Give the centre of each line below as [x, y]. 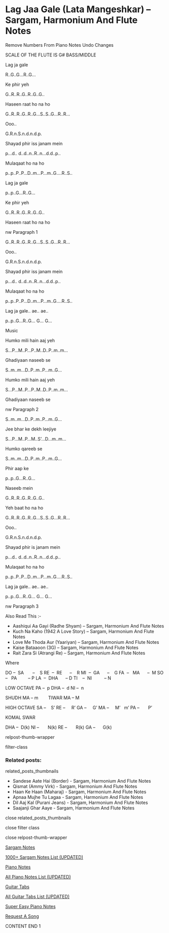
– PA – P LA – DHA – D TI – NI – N [58, 678]
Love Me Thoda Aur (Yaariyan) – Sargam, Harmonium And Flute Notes [86, 642]
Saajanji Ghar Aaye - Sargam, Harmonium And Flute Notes [73, 808]
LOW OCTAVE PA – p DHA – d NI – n [45, 688]
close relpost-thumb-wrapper [36, 837]
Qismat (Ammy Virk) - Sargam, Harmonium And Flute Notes [75, 787]
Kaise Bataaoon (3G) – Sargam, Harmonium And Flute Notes [75, 647]
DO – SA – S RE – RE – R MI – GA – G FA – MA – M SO [84, 672]
